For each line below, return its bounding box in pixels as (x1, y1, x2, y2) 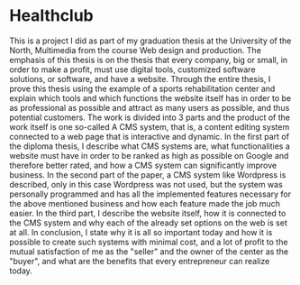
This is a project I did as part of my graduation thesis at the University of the (9, 35, 292, 46)
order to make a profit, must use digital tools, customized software (9, 64, 256, 75)
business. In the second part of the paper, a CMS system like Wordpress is (9, 169, 286, 180)
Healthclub (9, 5, 95, 26)
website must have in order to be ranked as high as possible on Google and (9, 150, 289, 161)
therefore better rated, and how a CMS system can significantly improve (9, 160, 277, 170)
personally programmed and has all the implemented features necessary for (9, 188, 292, 199)
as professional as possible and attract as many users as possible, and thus (9, 102, 290, 113)
